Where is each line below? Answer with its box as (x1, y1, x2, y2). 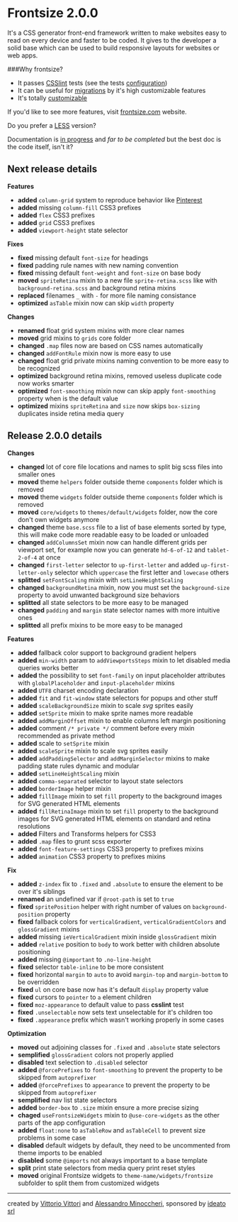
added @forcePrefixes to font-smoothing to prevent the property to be (17, 1065, 223, 1074)
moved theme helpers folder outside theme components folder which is (17, 477, 223, 486)
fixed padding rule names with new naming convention (17, 261, 178, 269)
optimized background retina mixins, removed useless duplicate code (17, 371, 222, 380)
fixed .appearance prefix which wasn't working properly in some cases (17, 1015, 225, 1024)
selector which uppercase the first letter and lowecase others (54, 568, 229, 577)
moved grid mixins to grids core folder (17, 334, 131, 342)
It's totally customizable (17, 94, 87, 102)
